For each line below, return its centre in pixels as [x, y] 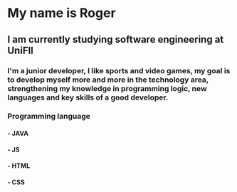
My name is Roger [62, 13]
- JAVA [18, 134]
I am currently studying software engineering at [116, 39]
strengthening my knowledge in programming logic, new [107, 88]
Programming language [49, 117]
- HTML [19, 166]
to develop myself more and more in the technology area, [108, 80]
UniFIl [21, 50]
